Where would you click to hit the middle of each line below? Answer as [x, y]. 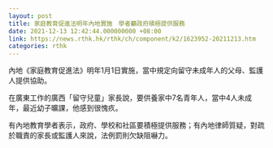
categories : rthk [38, 46]
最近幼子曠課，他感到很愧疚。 [72, 108]
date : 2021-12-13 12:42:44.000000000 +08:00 [85, 31]
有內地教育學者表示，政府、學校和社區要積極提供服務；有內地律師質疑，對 [133, 125]
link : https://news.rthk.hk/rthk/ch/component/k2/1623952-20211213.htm [132, 39]
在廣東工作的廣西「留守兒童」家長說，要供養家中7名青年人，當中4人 [123, 98]
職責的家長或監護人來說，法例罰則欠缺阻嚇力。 [93, 136]
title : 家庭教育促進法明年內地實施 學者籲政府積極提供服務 [97, 24]
